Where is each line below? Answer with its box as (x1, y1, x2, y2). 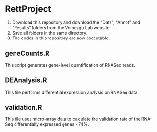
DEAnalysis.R (5, 76, 47, 85)
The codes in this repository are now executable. (12, 35, 110, 41)
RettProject (5, 3, 52, 15)
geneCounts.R (5, 49, 50, 57)
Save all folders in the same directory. (12, 30, 88, 36)
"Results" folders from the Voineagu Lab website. (12, 24, 111, 30)
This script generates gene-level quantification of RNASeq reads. (5, 62, 136, 68)
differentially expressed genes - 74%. (14, 121, 89, 127)
